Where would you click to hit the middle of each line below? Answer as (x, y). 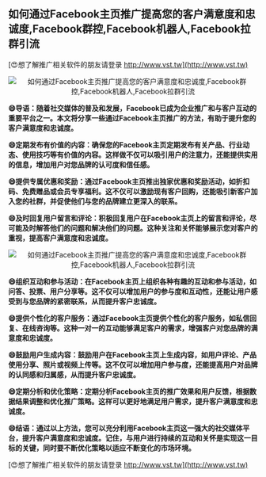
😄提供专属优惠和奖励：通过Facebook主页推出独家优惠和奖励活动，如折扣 (129, 181)
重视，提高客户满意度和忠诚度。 (60, 238)
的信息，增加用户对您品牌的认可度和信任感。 (81, 164)
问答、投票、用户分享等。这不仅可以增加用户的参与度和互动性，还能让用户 (129, 291)
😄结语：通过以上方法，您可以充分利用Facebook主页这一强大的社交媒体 (125, 428)
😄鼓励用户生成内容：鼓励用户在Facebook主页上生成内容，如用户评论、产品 (133, 354)
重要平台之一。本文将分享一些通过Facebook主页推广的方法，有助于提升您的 (132, 118)
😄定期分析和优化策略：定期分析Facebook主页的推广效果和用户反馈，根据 (129, 391)
